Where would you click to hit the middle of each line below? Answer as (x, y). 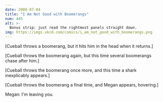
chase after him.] (22, 61)
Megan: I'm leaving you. (29, 94)
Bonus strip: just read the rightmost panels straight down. (73, 28)
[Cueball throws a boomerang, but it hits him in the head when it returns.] (79, 46)
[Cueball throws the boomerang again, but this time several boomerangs (78, 56)
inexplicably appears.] (27, 75)
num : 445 (14, 19)
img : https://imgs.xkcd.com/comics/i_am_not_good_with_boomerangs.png (79, 32)
